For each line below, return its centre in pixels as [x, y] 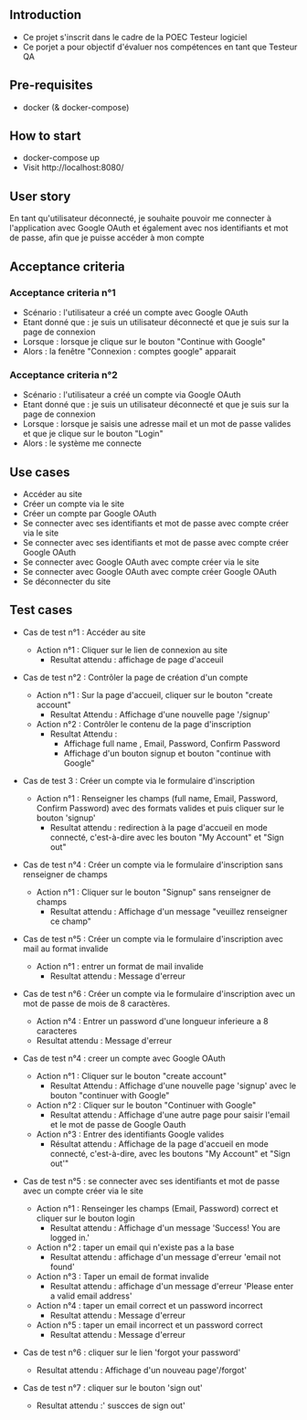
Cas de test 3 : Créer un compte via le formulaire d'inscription [139, 780]
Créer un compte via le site [74, 504]
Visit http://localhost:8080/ [74, 167]
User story [40, 196]
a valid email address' [91, 1296]
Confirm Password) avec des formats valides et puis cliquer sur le [160, 808]
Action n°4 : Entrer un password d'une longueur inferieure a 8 [152, 1021]
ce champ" [70, 921]
